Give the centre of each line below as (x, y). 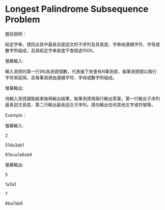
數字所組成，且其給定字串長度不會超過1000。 (51, 50)
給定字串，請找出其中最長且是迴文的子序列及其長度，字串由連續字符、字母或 (82, 44)
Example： (16, 115)
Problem (23, 19)
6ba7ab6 (14, 203)
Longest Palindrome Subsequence (77, 9)
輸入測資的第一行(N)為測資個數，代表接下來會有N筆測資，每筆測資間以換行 (81, 71)
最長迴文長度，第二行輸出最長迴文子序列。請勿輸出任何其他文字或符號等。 (80, 105)
